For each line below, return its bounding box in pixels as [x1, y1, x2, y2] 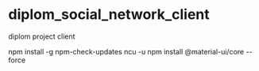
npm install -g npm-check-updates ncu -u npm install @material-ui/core [8, 47, 245, 56]
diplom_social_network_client [8, 6, 211, 24]
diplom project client [8, 32, 75, 41]
